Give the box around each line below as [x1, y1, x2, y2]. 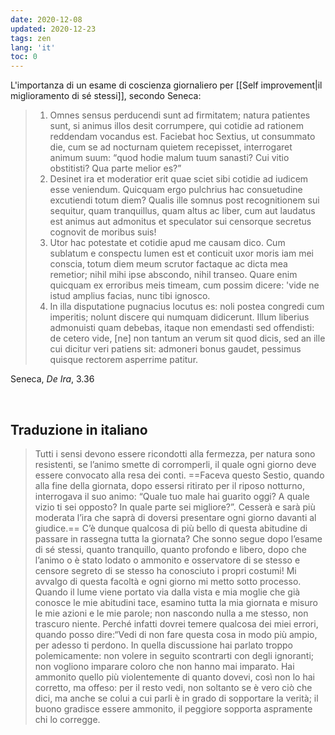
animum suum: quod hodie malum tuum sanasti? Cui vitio [49, 152, 290, 164]
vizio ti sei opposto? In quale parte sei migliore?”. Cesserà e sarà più [34, 501, 316, 513]
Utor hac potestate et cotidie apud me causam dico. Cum [49, 237, 286, 249]
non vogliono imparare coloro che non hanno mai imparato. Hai [34, 660, 295, 672]
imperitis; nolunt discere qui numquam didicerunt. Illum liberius [49, 311, 310, 323]
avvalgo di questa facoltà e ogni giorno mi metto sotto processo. [34, 575, 302, 587]
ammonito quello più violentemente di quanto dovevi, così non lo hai [34, 671, 315, 683]
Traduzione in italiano [10, 421, 148, 438]
